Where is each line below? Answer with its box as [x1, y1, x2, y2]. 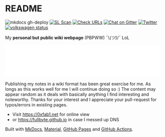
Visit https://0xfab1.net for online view [12, 111, 90, 117]
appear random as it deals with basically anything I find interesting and [5, 91, 149, 97]
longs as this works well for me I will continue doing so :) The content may [5, 86, 156, 92]
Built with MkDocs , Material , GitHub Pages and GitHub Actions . [5, 126, 133, 132]
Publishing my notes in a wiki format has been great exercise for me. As [5, 81, 151, 87]
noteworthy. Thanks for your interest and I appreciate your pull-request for [5, 97, 157, 103]
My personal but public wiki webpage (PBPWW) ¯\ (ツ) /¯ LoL [5, 34, 130, 40]
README [5, 3, 42, 14]
